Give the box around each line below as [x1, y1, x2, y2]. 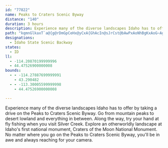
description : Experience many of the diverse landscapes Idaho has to [5, 26, 155, 31]
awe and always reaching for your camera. [5, 136, 93, 143]
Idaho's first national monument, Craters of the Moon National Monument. [5, 126, 157, 132]
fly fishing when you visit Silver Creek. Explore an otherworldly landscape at [5, 121, 162, 127]
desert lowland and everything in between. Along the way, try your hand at [5, 115, 159, 121]
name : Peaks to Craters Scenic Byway [5, 12, 84, 17]
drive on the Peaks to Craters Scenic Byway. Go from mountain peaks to [5, 110, 154, 116]
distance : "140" [5, 17, 39, 22]
